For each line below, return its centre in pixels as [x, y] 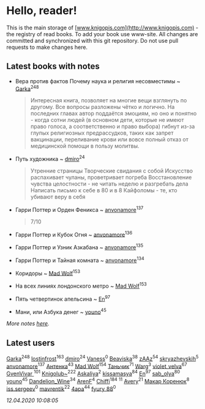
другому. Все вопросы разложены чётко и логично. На [102, 107]
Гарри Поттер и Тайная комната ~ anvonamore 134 [80, 260]
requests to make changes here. [47, 47]
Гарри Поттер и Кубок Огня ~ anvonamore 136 [74, 234]
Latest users [31, 343]
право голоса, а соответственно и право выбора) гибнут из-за [113, 127]
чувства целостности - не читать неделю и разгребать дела [109, 184]
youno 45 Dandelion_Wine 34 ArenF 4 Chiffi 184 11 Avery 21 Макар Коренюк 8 [98, 381]
